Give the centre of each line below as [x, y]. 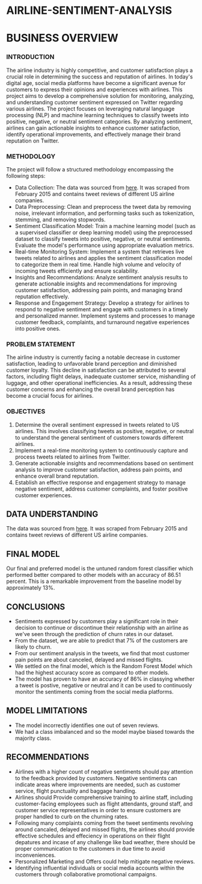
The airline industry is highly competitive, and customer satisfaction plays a [100, 70]
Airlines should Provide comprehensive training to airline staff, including [104, 797]
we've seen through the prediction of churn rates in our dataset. [94, 634]
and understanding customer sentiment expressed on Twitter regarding [95, 102]
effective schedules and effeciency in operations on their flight [92, 836]
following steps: [26, 176]
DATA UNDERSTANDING [52, 514]
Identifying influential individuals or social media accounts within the [99, 868]
